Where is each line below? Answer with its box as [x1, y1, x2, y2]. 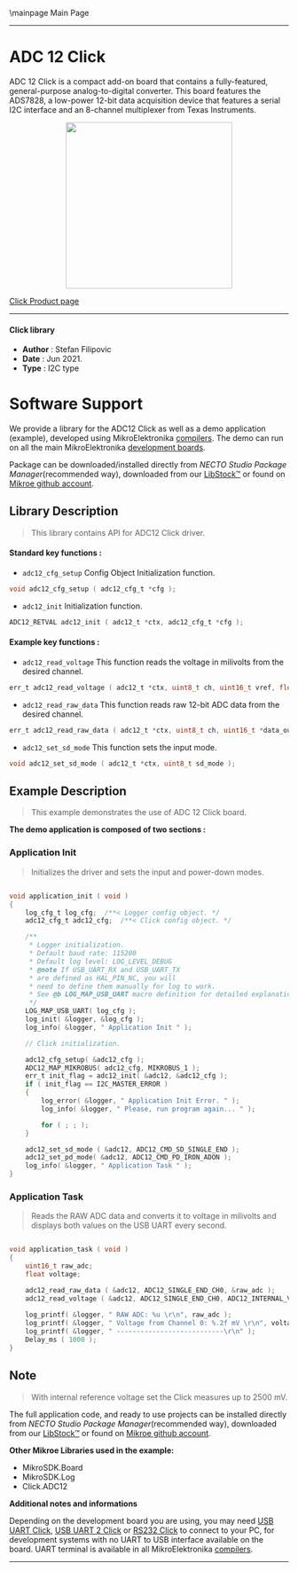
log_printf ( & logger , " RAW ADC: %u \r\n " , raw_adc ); [25, 1310, 232, 1320]
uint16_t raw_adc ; [25, 1261, 93, 1271]
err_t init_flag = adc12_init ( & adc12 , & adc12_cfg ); [25, 1072, 228, 1080]
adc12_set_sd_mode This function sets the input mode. [21, 742, 217, 752]
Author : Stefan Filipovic [21, 344, 113, 355]
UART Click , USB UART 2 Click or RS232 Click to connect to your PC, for [9, 1525, 275, 1536]
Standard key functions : [9, 547, 102, 558]
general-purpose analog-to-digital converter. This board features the [9, 85, 262, 96]
